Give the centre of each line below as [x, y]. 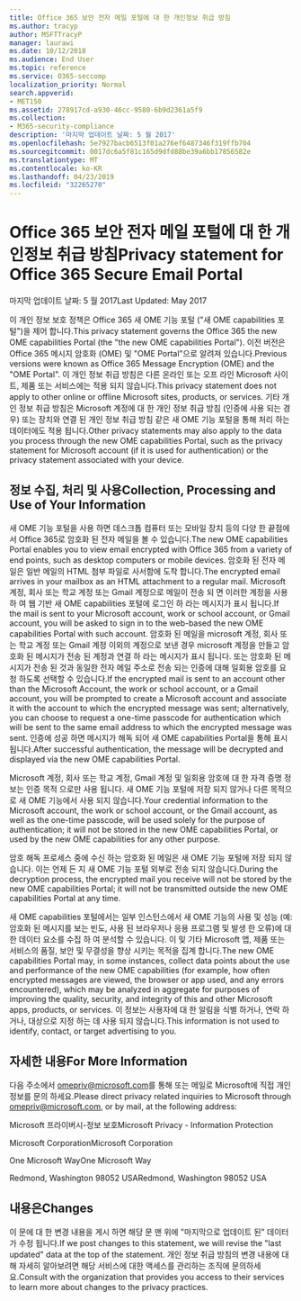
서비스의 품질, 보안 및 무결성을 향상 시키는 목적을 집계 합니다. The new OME [142, 950]
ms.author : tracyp [44, 26]
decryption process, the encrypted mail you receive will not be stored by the [150, 879]
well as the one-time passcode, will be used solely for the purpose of [137, 819]
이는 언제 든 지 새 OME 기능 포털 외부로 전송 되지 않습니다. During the [157, 869]
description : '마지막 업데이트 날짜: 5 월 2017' [93, 135]
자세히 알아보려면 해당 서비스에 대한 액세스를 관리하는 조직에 [124, 1265]
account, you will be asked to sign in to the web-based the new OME [137, 623]
